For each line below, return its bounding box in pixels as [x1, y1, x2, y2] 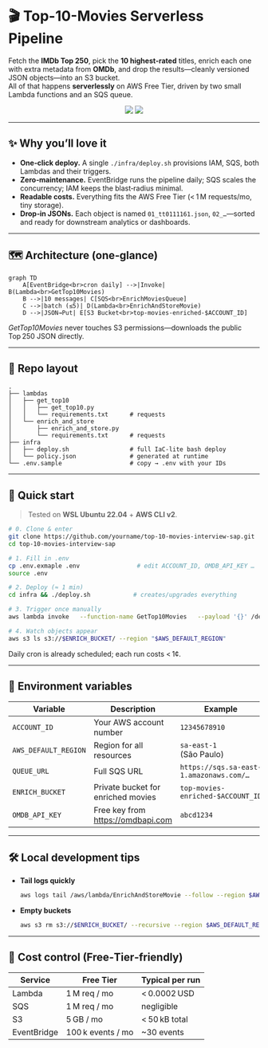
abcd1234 [179, 811, 213, 819]
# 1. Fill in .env [8, 554, 69, 563]
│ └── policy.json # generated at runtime [8, 453, 209, 461]
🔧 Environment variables [8, 680, 133, 693]
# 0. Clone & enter [8, 525, 73, 533]
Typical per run [140, 974, 201, 985]
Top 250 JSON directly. [8, 331, 85, 340]
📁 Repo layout [8, 361, 78, 375]
